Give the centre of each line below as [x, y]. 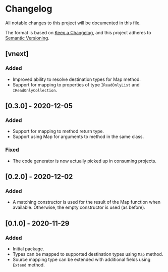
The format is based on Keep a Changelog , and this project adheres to [78, 32]
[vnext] [17, 54]
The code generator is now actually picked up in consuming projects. [84, 161]
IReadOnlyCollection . [35, 90]
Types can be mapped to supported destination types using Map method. [88, 254]
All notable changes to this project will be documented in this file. [73, 23]
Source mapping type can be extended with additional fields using [81, 259]
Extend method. [29, 265]
